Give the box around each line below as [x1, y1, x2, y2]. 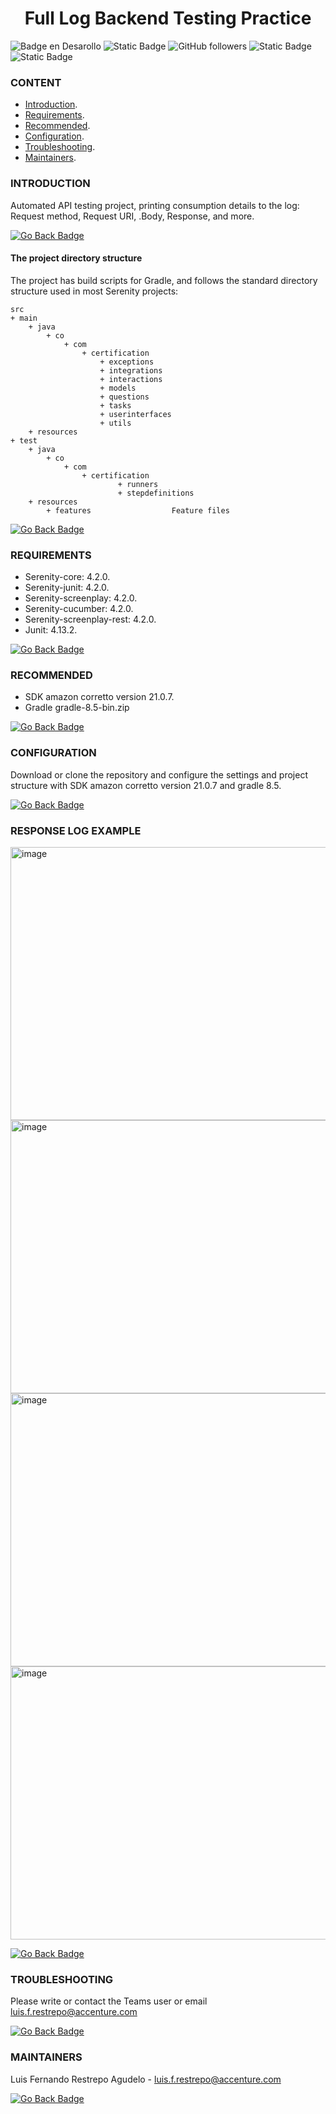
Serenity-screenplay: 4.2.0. [24, 592, 138, 604]
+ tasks [99, 400, 132, 411]
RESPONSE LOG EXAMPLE [10, 823, 142, 837]
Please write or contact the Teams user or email [10, 1995, 208, 2007]
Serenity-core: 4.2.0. [24, 571, 111, 583]
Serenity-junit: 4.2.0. [24, 582, 110, 594]
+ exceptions [99, 357, 155, 367]
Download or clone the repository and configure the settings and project [10, 768, 308, 781]
